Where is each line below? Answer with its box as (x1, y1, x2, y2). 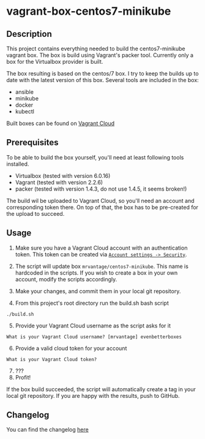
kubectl (15, 108, 35, 115)
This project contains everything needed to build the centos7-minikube (6, 45, 185, 52)
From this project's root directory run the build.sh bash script (15, 299, 170, 307)
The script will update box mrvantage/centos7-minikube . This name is (15, 262, 188, 270)
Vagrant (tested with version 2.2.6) (15, 178, 103, 186)
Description (6, 29, 52, 39)
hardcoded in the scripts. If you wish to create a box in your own (15, 269, 178, 277)
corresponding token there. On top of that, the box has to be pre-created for (6, 204, 199, 211)
